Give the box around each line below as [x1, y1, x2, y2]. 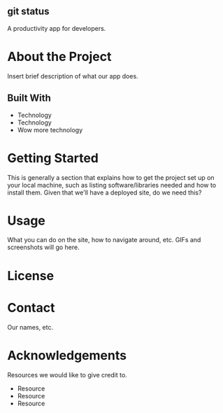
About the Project [7, 49, 112, 64]
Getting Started [7, 150, 99, 166]
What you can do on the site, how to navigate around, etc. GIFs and [7, 236, 201, 244]
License [7, 267, 55, 283]
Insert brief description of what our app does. [7, 71, 138, 80]
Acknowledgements [7, 347, 127, 363]
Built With [7, 92, 51, 104]
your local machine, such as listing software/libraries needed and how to [7, 181, 217, 189]
